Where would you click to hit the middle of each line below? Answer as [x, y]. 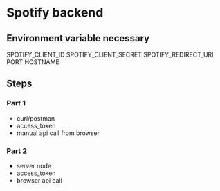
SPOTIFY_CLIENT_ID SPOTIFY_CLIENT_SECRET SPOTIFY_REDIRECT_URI [110, 54]
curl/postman [36, 118]
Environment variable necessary [78, 38]
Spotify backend [55, 13]
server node [34, 165]
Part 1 [16, 103]
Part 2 [17, 151]
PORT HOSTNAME [33, 62]
